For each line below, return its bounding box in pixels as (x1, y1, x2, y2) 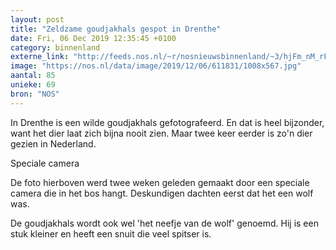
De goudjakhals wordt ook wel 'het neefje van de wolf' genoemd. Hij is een (10, 217, 319, 229)
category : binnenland (10, 42, 101, 53)
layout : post (10, 14, 65, 25)
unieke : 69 (10, 80, 56, 90)
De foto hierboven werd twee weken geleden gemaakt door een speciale (10, 176, 310, 188)
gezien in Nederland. (10, 137, 97, 150)
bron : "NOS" (10, 89, 60, 99)
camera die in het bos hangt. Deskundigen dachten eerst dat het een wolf (10, 187, 314, 199)
